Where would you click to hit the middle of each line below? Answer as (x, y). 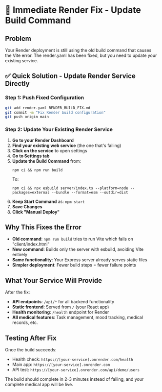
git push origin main (27, 117)
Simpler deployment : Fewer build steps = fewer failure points (74, 265)
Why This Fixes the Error (43, 227)
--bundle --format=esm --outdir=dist (90, 192)
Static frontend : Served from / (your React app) (61, 307)
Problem (18, 38)
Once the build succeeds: (31, 350)
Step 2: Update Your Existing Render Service (59, 129)
